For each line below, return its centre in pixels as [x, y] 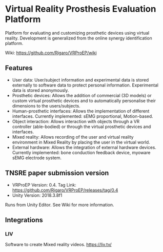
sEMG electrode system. [37, 158]
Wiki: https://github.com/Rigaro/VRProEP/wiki [51, 53]
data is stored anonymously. [41, 90]
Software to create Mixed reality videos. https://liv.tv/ [58, 245]
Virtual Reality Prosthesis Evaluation [81, 9]
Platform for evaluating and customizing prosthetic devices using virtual [77, 33]
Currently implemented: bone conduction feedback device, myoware [81, 152]
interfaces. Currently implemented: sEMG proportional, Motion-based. [82, 116]
